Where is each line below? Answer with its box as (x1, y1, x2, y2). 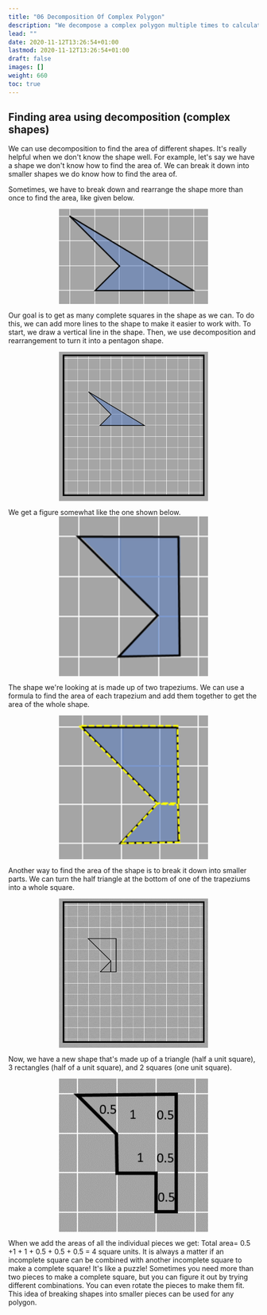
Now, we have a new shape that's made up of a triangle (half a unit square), (8, 1054, 256, 1063)
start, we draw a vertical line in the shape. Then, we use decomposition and (8, 327, 256, 338)
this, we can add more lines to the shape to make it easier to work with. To (8, 319, 252, 329)
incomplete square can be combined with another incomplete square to (8, 1255, 242, 1265)
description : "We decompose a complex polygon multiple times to (8, 21, 229, 29)
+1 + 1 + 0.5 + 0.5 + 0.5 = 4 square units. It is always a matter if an (8, 1247, 224, 1256)
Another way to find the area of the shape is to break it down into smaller (8, 865, 247, 875)
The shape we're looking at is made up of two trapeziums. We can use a (8, 683, 245, 693)
